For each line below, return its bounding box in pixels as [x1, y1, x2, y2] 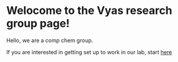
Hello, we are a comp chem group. [6, 36, 94, 44]
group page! [6, 16, 70, 30]
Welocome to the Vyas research [6, 4, 172, 18]
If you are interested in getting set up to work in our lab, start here [6, 48, 172, 55]
